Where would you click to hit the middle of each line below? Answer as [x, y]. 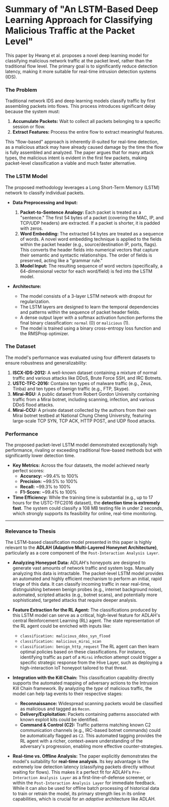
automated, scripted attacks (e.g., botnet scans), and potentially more [85, 595]
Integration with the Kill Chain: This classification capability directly [83, 678]
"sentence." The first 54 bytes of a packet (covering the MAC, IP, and [92, 217]
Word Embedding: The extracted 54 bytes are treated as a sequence [92, 233]
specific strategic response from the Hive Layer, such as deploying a [91, 663]
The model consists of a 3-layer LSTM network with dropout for [86, 296]
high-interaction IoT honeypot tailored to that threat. [74, 668]
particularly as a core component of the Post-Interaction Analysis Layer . [82, 553]
